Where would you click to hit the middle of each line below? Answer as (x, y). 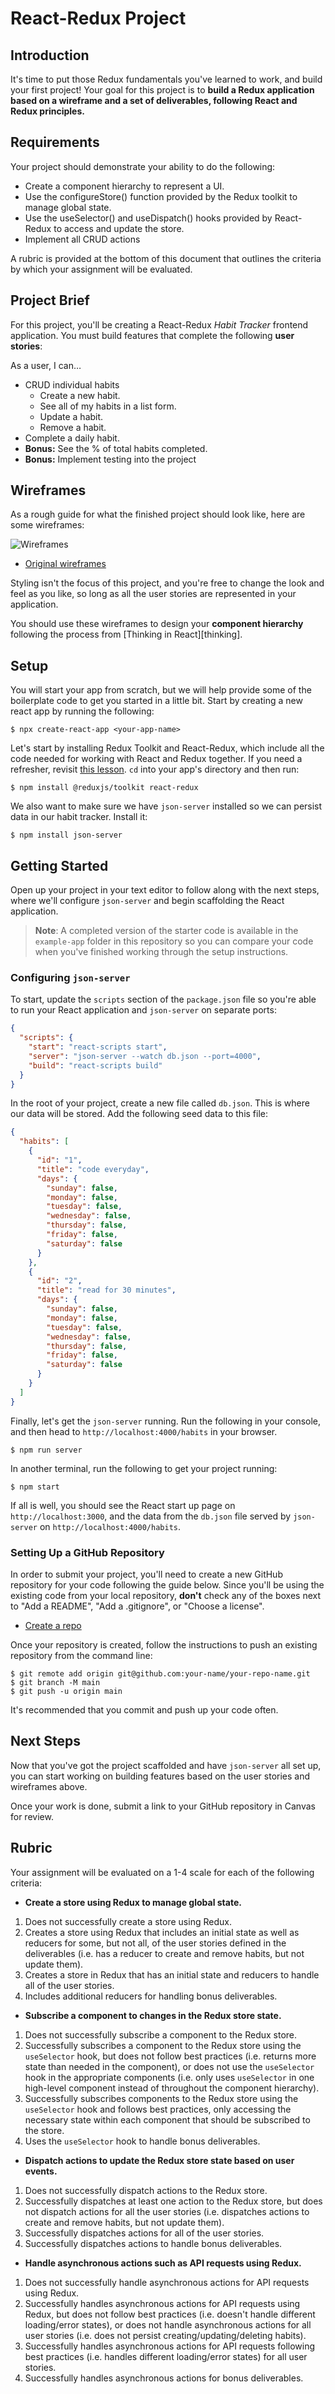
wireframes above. (49, 1786)
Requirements (55, 142)
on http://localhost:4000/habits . (110, 1526)
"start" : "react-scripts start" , (98, 1047)
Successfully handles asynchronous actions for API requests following (170, 2346)
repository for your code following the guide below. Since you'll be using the (167, 1585)
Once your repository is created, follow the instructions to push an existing (164, 1645)
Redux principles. (47, 111)
